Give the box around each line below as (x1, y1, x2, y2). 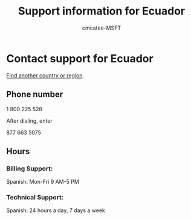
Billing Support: (6, 164, 53, 173)
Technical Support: (6, 193, 64, 202)
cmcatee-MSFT (82, 24, 121, 31)
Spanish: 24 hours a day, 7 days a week (6, 207, 106, 214)
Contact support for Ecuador (6, 51, 154, 65)
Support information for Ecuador (18, 4, 186, 18)
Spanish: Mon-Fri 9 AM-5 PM (6, 178, 80, 186)
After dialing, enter (6, 117, 53, 125)
